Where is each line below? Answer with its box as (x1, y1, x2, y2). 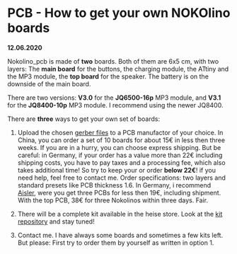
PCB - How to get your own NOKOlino (7, 5, 231, 21)
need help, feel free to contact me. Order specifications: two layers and (17, 173, 226, 182)
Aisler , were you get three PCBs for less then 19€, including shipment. (17, 188, 221, 197)
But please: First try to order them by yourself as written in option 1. (17, 238, 214, 247)
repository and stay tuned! (17, 217, 95, 226)
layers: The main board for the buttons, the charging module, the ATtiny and (7, 64, 229, 73)
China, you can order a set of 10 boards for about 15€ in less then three (17, 136, 225, 144)
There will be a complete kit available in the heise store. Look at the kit (17, 209, 223, 218)
